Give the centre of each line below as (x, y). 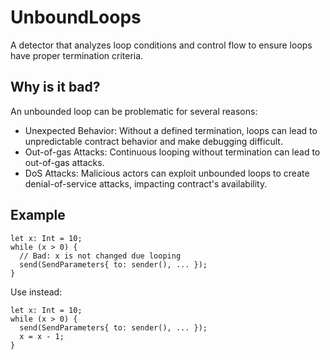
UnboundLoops (76, 17)
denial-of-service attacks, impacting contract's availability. (146, 183)
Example (38, 215)
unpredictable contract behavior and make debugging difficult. (153, 141)
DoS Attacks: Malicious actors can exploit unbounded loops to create (167, 173)
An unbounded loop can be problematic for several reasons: (134, 111)
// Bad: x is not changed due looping (100, 256)
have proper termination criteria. (77, 55)
